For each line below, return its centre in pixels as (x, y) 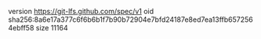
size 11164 (52, 28)
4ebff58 (21, 28)
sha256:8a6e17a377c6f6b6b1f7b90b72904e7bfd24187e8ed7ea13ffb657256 (130, 19)
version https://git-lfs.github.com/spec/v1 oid (81, 11)
